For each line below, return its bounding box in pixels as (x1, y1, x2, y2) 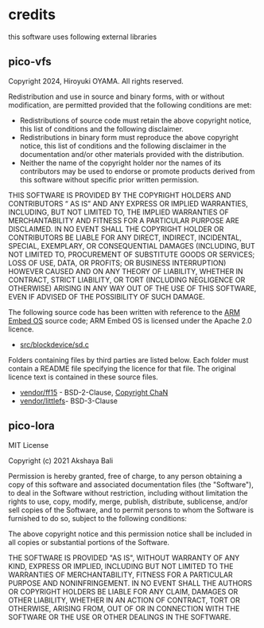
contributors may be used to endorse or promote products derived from (19, 166, 255, 176)
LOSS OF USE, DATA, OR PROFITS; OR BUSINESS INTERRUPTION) (8, 257, 227, 268)
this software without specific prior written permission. (19, 175, 200, 184)
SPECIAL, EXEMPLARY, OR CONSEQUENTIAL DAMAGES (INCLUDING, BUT (8, 241, 256, 250)
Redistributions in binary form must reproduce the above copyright (19, 132, 239, 142)
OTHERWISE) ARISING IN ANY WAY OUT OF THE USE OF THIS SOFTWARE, (8, 283, 257, 292)
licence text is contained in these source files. (8, 372, 159, 382)
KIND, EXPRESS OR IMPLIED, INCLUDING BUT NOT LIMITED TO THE (8, 561, 234, 571)
